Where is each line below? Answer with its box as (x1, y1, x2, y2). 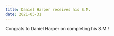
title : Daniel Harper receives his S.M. (5, 7, 91, 12)
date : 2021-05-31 (5, 12, 42, 17)
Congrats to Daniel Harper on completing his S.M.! (5, 25, 109, 31)
